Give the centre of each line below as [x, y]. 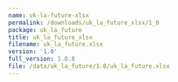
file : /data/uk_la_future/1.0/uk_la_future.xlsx [89, 66]
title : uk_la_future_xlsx [50, 37]
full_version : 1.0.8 [42, 59]
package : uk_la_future [45, 30]
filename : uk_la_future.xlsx [56, 45]
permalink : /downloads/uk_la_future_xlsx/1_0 [84, 23]
